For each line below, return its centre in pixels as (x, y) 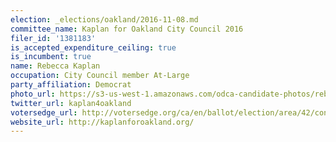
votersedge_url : (44, 112)
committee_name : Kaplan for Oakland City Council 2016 (127, 29)
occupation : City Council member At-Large (100, 76)
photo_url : (33, 94)
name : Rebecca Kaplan (55, 66)
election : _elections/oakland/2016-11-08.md (104, 19)
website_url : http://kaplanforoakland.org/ (102, 122)
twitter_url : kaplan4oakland (71, 103)
